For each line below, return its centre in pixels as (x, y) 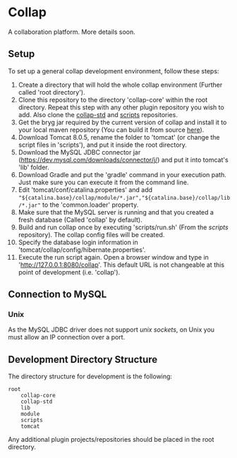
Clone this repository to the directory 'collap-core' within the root (113, 100)
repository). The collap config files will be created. (91, 234)
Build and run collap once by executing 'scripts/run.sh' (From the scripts (123, 227)
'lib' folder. (34, 167)
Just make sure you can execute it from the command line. (103, 182)
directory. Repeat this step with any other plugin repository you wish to (121, 107)
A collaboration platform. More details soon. (72, 32)
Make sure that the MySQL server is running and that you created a (116, 212)
